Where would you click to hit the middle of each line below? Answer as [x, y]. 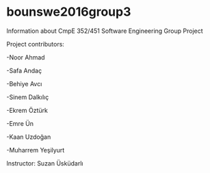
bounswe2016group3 [69, 12]
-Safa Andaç [24, 70]
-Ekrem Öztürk [27, 110]
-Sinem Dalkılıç [28, 97]
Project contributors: [35, 44]
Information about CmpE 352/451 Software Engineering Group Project [105, 31]
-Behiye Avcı [24, 83]
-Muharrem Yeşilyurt [36, 150]
